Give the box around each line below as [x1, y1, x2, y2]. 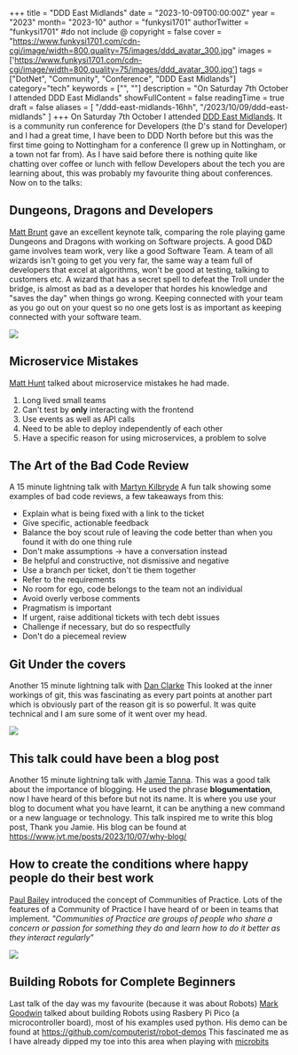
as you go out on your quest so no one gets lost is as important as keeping [9, 302, 282, 313]
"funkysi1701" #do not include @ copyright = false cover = [9, 27, 223, 36]
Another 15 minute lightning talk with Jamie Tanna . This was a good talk [9, 774, 271, 785]
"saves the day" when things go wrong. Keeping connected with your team [9, 292, 284, 303]
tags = [239, 64, 263, 75]
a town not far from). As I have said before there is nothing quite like [9, 149, 258, 159]
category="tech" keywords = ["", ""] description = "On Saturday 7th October [9, 83, 289, 93]
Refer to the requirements [21, 575, 116, 585]
